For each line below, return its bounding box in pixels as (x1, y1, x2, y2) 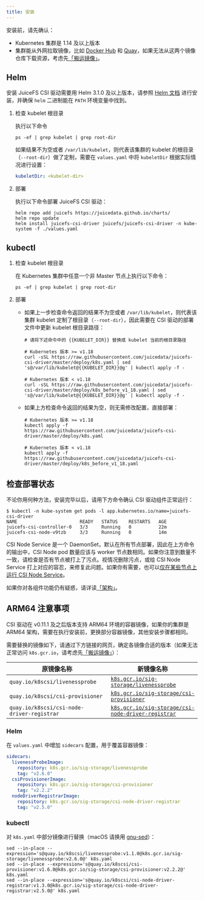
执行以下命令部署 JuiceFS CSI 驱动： (15, 198, 107, 205)
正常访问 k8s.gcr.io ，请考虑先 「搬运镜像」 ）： (6, 649, 120, 656)
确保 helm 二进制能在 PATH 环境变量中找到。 (22, 96, 131, 104)
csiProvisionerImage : (12, 776, 67, 782)
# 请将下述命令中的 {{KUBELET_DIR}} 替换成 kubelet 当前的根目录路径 (24, 337, 186, 343)
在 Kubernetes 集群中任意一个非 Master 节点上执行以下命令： (15, 272, 169, 280)
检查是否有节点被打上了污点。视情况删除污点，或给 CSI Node (27, 556, 181, 563)
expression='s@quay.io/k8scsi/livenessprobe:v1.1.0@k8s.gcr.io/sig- (6, 851, 183, 857)
